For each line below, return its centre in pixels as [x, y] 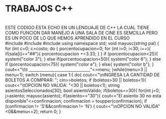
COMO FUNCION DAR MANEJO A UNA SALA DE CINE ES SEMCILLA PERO [82, 33]
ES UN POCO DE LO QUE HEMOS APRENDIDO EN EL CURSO [67, 38]
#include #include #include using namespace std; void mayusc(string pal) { [82, 43]
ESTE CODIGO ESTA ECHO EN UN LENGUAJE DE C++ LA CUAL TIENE [77, 27]
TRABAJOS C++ [39, 9]
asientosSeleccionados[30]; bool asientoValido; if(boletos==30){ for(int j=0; [83, 90]
